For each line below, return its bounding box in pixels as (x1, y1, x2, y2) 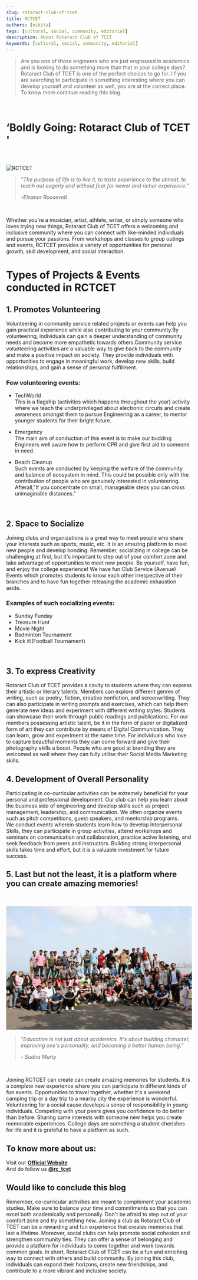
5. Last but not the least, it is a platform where (6, 869, 177, 879)
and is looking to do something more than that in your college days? (20, 64, 186, 71)
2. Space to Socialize (6, 518, 84, 529)
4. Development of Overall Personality (6, 774, 149, 784)
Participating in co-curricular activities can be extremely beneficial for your (6, 789, 189, 796)
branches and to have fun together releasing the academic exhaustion (6, 578, 177, 585)
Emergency (14, 428, 43, 436)
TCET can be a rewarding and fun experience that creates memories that (6, 1223, 183, 1230)
